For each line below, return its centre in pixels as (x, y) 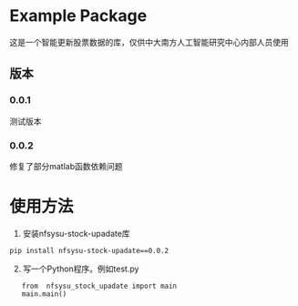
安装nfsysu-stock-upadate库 (76, 233)
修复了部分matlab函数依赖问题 (66, 166)
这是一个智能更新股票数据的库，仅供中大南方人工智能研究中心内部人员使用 (149, 42)
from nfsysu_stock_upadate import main (99, 286)
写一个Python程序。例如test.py (81, 269)
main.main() (44, 294)
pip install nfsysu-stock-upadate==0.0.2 (89, 250)
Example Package (78, 16)
